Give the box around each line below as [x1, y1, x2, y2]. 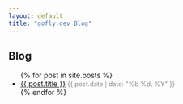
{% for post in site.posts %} [19, 70, 113, 81]
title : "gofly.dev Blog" [8, 19, 92, 27]
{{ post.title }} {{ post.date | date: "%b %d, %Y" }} [19, 79, 176, 89]
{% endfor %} [19, 88, 67, 98]
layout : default [8, 11, 63, 20]
